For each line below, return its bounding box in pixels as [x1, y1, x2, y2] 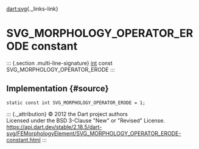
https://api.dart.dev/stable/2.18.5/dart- [6, 123, 102, 130]
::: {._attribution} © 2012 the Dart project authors [6, 110, 128, 117]
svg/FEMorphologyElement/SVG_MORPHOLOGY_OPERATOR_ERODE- [6, 130, 181, 137]
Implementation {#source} [6, 83, 110, 94]
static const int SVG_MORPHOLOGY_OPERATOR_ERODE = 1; [6, 100, 146, 106]
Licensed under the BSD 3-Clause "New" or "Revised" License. [6, 117, 166, 124]
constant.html [6, 136, 41, 144]
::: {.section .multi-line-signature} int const [6, 59, 113, 66]
